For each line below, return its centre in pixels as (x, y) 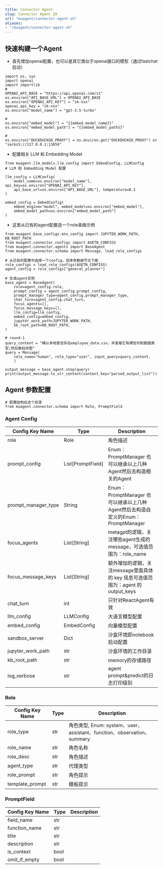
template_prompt (27, 784)
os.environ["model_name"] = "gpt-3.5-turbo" (51, 110)
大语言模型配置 (125, 617)
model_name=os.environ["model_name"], (53, 181)
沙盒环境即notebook (131, 635)
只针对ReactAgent (129, 600)
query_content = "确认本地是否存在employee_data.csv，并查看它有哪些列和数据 (78, 343)
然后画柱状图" (23, 348)
